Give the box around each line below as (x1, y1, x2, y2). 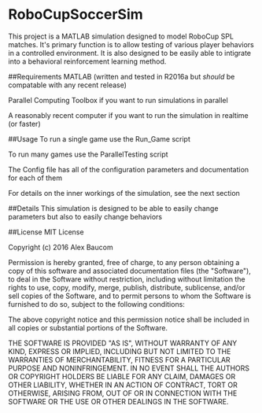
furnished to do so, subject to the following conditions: (8, 299, 185, 308)
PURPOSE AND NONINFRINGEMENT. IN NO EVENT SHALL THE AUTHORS (8, 363, 250, 373)
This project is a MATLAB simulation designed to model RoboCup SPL (8, 31, 234, 41)
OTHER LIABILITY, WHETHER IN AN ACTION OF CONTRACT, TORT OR (8, 380, 238, 389)
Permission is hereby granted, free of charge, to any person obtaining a (8, 257, 240, 267)
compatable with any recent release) (8, 80, 127, 90)
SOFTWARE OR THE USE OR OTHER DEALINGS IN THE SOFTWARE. (8, 396, 229, 406)
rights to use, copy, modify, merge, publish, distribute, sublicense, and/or (8, 282, 245, 292)
